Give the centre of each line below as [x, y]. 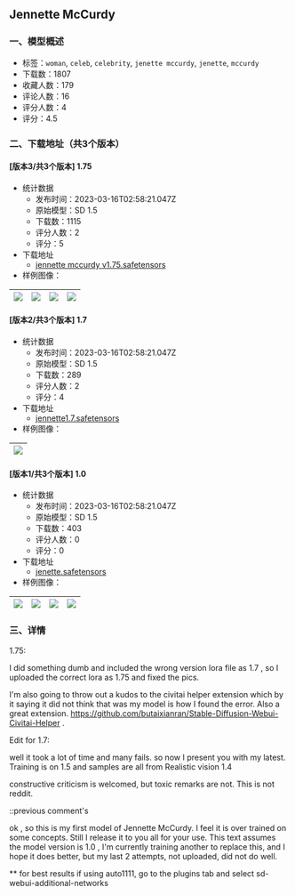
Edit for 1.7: [30, 740]
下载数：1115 [58, 221]
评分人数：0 [57, 540]
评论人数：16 [46, 96]
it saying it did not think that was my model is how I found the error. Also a [144, 704]
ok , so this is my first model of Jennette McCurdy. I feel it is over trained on [148, 827]
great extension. [39, 713]
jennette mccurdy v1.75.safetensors [100, 264]
